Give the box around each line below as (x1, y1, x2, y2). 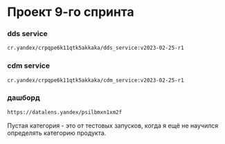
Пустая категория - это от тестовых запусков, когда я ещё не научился (7, 121, 219, 129)
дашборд (7, 93, 40, 102)
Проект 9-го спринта (7, 4, 135, 20)
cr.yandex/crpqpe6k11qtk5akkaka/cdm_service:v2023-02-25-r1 (7, 77, 185, 84)
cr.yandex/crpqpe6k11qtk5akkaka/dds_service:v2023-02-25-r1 (7, 44, 185, 52)
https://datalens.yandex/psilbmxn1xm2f (7, 109, 123, 116)
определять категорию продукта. (7, 129, 107, 137)
